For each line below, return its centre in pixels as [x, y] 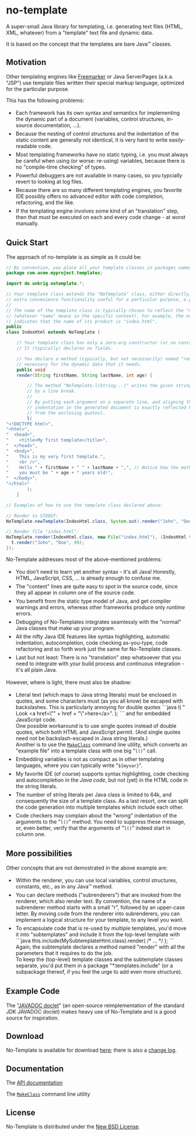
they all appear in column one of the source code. [76, 593]
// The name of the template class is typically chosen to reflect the [95, 310]
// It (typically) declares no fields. [65, 348]
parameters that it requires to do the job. [64, 953]
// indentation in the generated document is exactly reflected [107, 408]
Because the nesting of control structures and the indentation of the [97, 134]
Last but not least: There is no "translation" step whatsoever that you [98, 657]
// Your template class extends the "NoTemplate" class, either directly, [99, 294]
